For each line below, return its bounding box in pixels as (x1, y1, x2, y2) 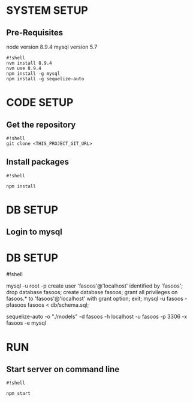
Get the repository (6, 119, 76, 129)
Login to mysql (6, 227, 63, 237)
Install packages (6, 157, 69, 167)
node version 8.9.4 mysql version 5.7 (6, 43, 98, 50)
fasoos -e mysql (6, 319, 47, 327)
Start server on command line (6, 364, 120, 374)
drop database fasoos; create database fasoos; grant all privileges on (6, 289, 178, 296)
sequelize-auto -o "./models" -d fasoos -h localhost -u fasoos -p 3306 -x (6, 313, 188, 321)
